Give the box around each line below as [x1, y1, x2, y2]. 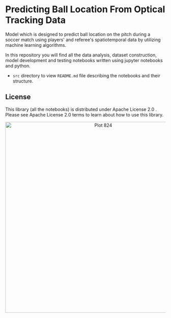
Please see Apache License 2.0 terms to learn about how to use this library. [5, 111, 164, 118]
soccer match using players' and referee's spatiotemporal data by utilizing [5, 37, 161, 43]
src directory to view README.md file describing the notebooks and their [12, 72, 160, 78]
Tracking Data [5, 14, 66, 26]
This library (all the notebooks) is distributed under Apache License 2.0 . [5, 106, 157, 112]
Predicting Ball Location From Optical [5, 4, 165, 15]
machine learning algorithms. [5, 42, 67, 48]
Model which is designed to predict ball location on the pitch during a [5, 31, 151, 37]
